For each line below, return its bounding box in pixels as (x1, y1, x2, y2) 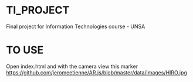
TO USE (6, 43, 44, 57)
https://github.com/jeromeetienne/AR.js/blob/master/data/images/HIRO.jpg (6, 69, 188, 76)
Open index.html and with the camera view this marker (6, 63, 138, 70)
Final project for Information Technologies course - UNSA (6, 23, 145, 30)
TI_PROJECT (6, 4, 70, 17)
